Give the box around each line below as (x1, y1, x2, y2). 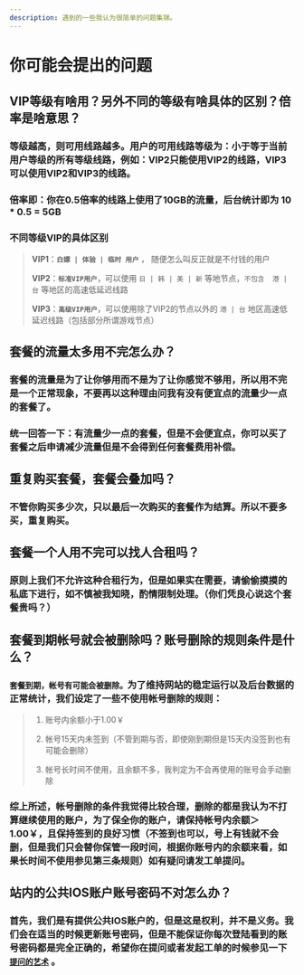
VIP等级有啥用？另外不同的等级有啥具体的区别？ (9, 94, 280, 109)
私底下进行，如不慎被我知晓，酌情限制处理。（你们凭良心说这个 (9, 588, 283, 601)
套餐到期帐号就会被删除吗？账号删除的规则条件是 (9, 632, 283, 648)
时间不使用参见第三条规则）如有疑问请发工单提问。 (27, 854, 251, 866)
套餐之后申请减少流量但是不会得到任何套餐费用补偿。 (9, 440, 242, 453)
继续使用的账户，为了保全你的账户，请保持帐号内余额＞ (18, 813, 260, 826)
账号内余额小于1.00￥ (44, 714, 125, 724)
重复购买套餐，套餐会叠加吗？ (9, 471, 176, 487)
